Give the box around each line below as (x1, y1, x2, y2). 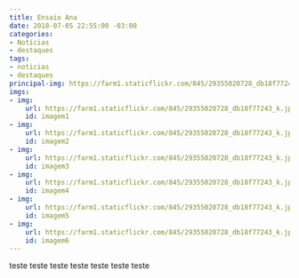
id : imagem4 (25, 187, 69, 195)
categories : (9, 29, 53, 38)
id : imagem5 (25, 210, 69, 220)
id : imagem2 (25, 137, 69, 146)
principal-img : (9, 79, 66, 88)
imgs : (9, 87, 29, 96)
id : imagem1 (25, 112, 69, 121)
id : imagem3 (25, 162, 69, 171)
